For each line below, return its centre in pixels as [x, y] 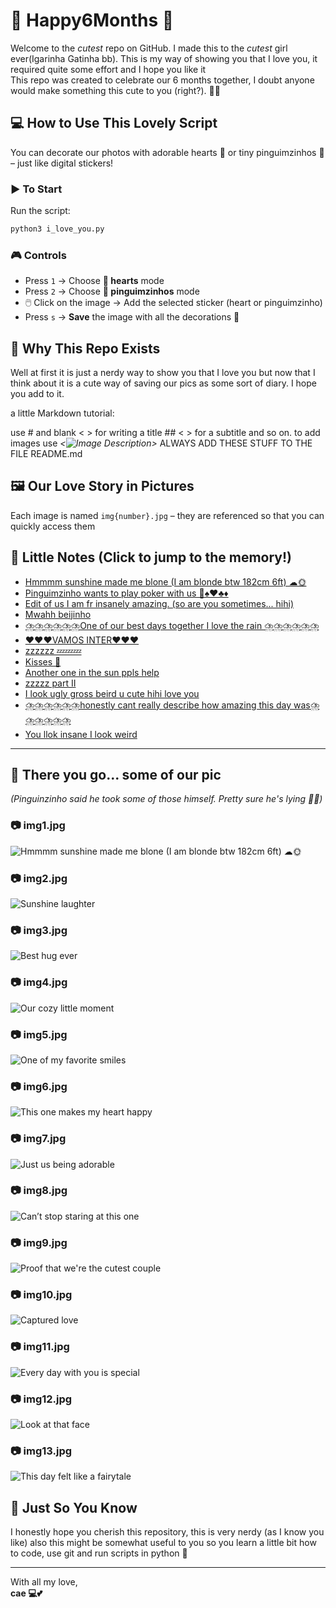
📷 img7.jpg [38, 1139]
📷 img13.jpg [41, 1451]
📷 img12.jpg [41, 1399]
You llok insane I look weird [81, 734]
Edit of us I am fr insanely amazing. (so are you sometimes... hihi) [159, 603]
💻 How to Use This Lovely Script [114, 123]
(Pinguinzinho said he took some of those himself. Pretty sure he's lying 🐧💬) [166, 799]
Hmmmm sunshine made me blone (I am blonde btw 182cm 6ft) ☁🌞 [165, 581]
